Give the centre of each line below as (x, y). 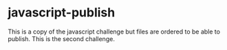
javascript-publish (62, 13)
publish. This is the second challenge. (62, 38)
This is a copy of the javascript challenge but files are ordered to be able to (114, 32)
